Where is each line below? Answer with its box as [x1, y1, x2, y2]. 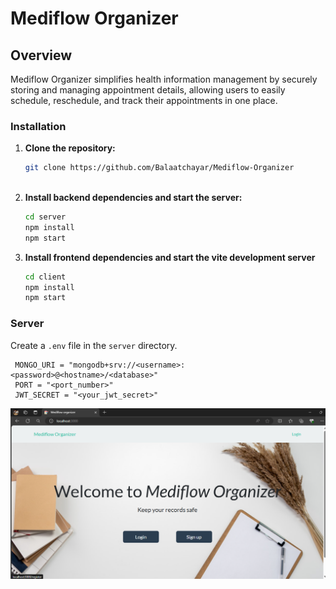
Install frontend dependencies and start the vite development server [24, 251, 316, 263]
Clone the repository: [24, 142, 116, 154]
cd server [24, 212, 67, 222]
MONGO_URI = [14, 360, 65, 370]
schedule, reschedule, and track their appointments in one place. [10, 95, 278, 106]
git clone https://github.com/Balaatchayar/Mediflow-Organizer [24, 163, 295, 173]
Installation [10, 119, 67, 133]
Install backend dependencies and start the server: [24, 192, 243, 204]
